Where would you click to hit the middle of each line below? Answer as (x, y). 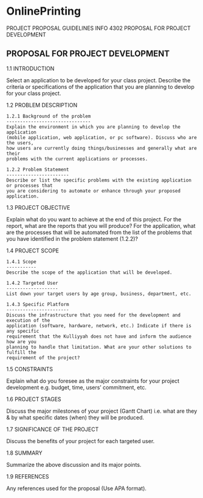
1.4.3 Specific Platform (38, 304)
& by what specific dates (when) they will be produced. (75, 417)
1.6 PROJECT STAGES (34, 399)
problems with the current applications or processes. (77, 159)
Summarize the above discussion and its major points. (74, 464)
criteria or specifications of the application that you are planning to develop (100, 87)
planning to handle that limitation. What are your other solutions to (99, 347)
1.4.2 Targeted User (33, 283)
